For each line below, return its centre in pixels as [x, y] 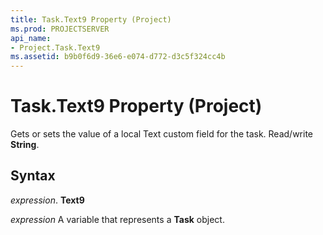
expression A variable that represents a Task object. [117, 219]
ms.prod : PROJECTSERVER [60, 29]
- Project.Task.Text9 [55, 47]
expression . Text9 [47, 200]
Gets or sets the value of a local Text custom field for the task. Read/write [162, 134]
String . [25, 145]
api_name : [31, 38]
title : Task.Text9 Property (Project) [91, 19]
